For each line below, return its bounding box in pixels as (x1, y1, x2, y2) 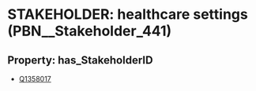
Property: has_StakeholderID (7, 53, 153, 67)
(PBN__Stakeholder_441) (7, 22, 172, 40)
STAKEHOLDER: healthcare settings (7, 5, 248, 24)
